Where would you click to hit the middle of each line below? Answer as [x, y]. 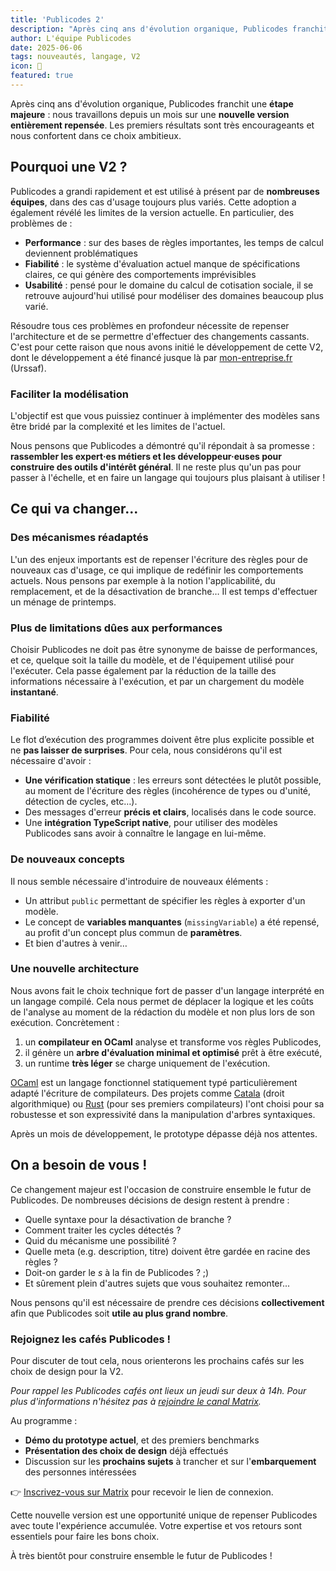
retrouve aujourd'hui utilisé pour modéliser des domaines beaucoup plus [174, 295]
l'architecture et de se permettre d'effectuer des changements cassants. [160, 336]
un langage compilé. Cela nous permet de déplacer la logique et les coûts [162, 1001]
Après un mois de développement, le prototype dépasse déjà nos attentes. [164, 1133]
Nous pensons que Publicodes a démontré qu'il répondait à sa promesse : [162, 445]
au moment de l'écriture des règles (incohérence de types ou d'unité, [168, 791]
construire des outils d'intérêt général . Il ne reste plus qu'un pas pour [156, 467]
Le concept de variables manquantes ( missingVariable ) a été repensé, [172, 922]
